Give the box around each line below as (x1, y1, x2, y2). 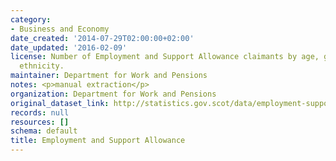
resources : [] (10, 117, 70, 127)
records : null (10, 107, 70, 118)
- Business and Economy (10, 24, 110, 34)
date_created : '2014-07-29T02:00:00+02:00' (10, 33, 195, 43)
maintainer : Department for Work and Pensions (10, 71, 208, 81)
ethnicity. (19, 61, 65, 71)
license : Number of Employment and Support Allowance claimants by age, (10, 52, 320, 62)
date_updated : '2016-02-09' (10, 42, 128, 53)
